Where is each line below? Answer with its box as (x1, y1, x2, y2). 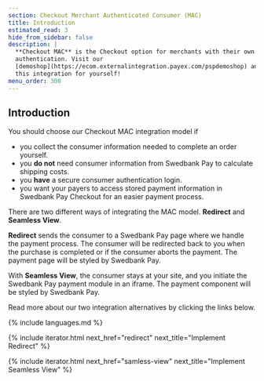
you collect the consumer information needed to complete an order (19, 142, 237, 151)
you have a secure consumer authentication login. (19, 176, 182, 185)
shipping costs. (19, 167, 69, 176)
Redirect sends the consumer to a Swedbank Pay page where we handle (8, 230, 245, 240)
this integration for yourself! (15, 70, 122, 78)
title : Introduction (8, 19, 76, 27)
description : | (8, 41, 58, 49)
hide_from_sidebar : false (8, 33, 93, 42)
